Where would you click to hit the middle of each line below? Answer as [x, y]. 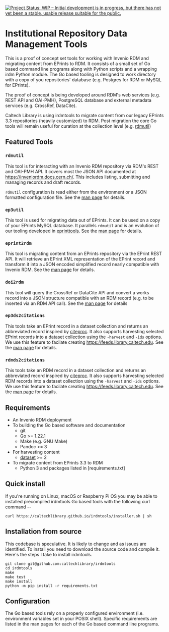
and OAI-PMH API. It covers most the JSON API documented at [71, 171]
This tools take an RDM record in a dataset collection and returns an [76, 371]
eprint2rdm [18, 243]
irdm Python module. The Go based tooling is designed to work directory [80, 74]
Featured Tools [29, 142]
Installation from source [44, 532]
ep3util [15, 210]
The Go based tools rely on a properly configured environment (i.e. [75, 613]
